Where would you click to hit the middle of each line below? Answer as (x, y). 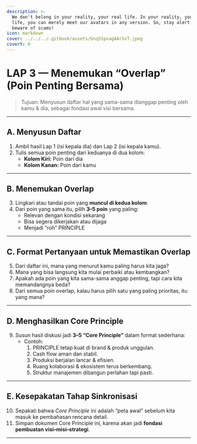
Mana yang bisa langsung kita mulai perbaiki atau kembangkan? (92, 272)
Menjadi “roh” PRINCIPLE (54, 228)
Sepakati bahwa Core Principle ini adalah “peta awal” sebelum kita (95, 411)
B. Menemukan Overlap (50, 189)
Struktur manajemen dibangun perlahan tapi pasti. (93, 372)
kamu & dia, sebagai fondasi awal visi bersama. (78, 108)
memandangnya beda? (43, 284)
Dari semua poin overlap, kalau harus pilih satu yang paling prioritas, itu (101, 291)
